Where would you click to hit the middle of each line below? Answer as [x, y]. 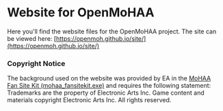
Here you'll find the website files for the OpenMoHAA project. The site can [112, 31]
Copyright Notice [36, 63]
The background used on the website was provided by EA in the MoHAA [109, 78]
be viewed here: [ [32, 38]
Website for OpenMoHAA [81, 13]
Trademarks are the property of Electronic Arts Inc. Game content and [106, 93]
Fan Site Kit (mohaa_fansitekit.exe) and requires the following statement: [109, 86]
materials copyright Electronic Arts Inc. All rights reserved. [89, 100]
